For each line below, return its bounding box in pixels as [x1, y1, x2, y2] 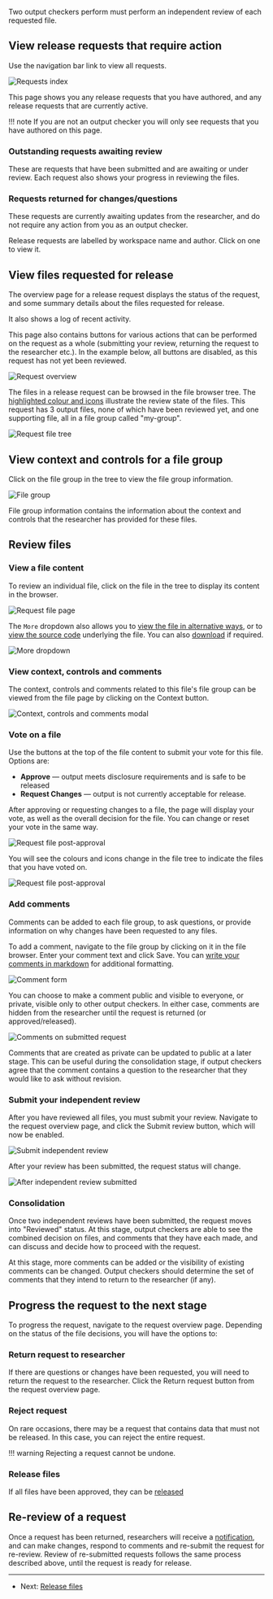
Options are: [8, 756, 50, 766]
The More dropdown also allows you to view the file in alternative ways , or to [8, 621, 262, 631]
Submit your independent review [8, 1094, 141, 1105]
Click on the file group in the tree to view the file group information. [8, 474, 233, 484]
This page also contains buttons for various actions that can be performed [8, 330, 258, 340]
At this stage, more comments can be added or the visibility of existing [8, 1257, 245, 1268]
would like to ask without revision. [8, 1073, 122, 1083]
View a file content [8, 562, 84, 574]
